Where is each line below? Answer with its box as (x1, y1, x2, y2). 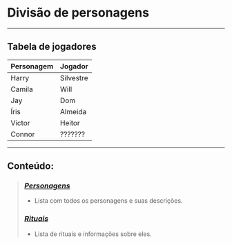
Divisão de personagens (7, 5, 150, 21)
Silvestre (59, 73, 88, 82)
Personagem (10, 61, 54, 71)
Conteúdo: (7, 161, 54, 172)
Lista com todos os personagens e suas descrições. (34, 197, 183, 205)
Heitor (59, 118, 81, 127)
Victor (10, 118, 30, 127)
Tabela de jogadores (7, 41, 97, 53)
